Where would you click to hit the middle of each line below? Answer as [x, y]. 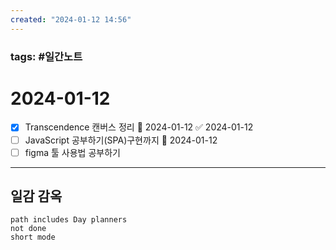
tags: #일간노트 [46, 56]
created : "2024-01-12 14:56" [71, 19]
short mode [33, 237]
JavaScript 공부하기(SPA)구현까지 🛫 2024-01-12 [121, 140]
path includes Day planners [69, 220]
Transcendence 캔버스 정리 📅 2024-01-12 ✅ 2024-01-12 [139, 127]
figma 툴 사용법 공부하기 [72, 152]
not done [28, 229]
